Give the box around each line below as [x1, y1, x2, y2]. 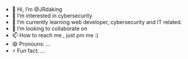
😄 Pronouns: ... [11, 40, 51, 48]
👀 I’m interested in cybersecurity [11, 12, 92, 19]
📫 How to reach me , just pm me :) [11, 32, 99, 39]
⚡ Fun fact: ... [11, 47, 45, 54]
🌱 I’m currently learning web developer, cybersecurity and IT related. [11, 19, 182, 25]
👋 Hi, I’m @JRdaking [11, 6, 62, 13]
